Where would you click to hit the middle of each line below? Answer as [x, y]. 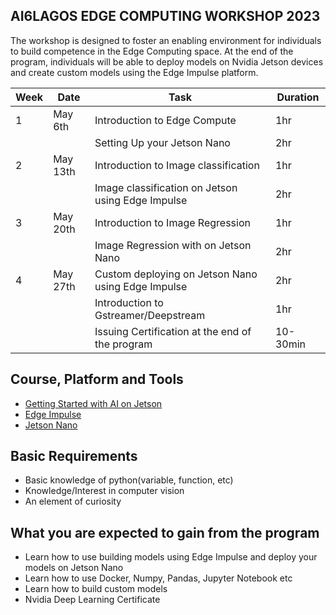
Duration [298, 97]
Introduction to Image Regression [172, 222]
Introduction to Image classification [177, 165]
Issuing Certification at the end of [173, 331]
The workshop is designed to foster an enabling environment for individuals [166, 40]
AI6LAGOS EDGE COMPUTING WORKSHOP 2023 [165, 16]
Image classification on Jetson [166, 187]
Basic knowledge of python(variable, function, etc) [129, 480]
